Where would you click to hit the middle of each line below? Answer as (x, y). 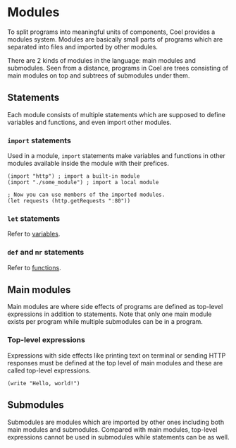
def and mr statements (46, 253)
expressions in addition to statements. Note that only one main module (110, 314)
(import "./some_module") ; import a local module (83, 183)
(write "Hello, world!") (44, 383)
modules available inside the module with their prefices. (88, 164)
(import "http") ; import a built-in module (74, 176)
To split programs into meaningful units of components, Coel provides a (111, 32)
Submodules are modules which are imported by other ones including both (116, 422)
